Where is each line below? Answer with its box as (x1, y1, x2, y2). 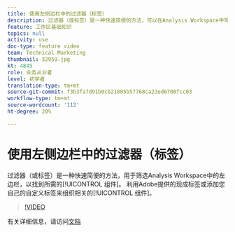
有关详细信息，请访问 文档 (7, 217, 81, 225)
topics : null (7, 29, 45, 37)
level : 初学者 (7, 75, 45, 83)
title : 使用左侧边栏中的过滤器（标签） (7, 10, 108, 18)
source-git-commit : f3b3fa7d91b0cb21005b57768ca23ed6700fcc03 (7, 88, 192, 95)
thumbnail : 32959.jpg (7, 56, 71, 63)
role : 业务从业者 (7, 69, 52, 76)
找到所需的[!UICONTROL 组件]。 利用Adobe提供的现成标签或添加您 (31, 179, 225, 188)
